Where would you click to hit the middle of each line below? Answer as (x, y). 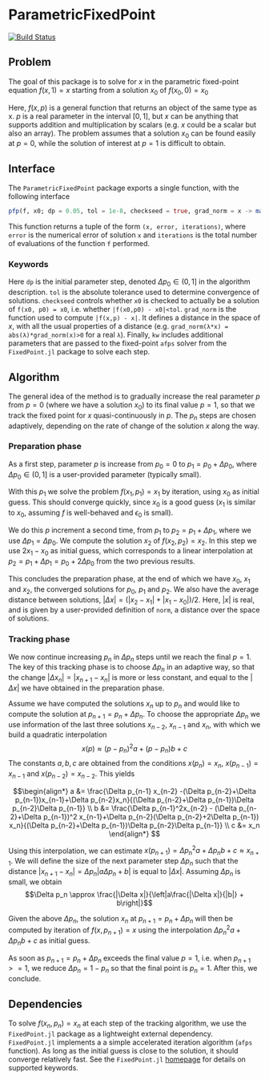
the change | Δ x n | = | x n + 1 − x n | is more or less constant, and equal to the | (131, 679)
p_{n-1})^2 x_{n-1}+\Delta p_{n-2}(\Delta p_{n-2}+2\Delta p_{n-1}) (151, 816)
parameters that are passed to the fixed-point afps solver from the (118, 343)
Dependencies (45, 1004)
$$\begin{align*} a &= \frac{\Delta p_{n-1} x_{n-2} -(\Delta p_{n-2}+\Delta (134, 791)
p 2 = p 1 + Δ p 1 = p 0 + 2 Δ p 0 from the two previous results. (102, 562)
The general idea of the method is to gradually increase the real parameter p (134, 396)
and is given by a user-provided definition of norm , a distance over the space (134, 610)
